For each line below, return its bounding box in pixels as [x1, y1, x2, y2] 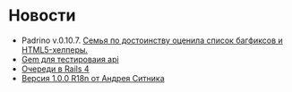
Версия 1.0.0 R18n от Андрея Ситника [21, 72, 165, 83]
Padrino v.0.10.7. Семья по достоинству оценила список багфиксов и [21, 35, 283, 46]
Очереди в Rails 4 [21, 63, 90, 74]
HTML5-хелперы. [21, 44, 89, 54]
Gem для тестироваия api [21, 54, 119, 64]
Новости [8, 5, 76, 26]
